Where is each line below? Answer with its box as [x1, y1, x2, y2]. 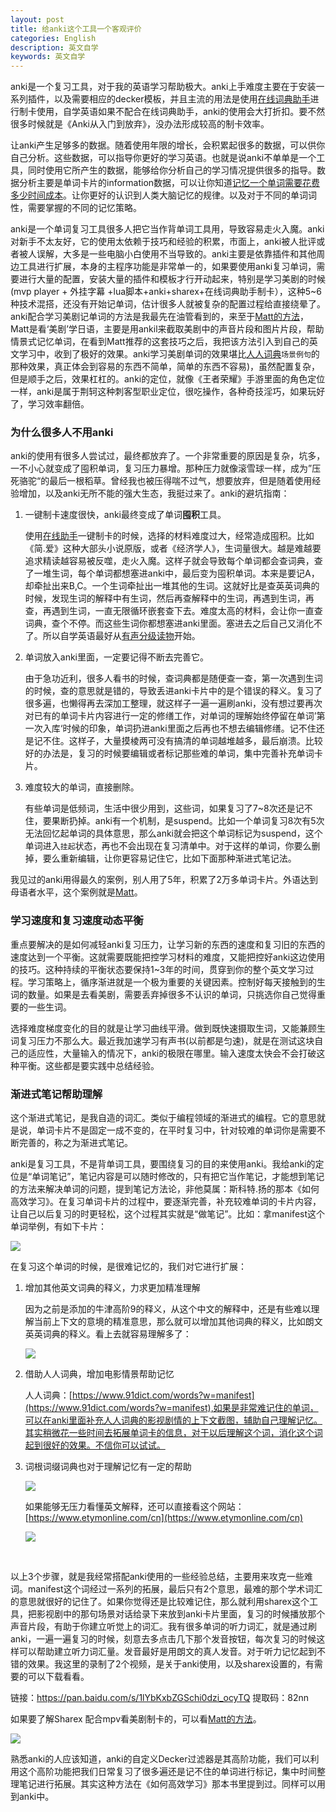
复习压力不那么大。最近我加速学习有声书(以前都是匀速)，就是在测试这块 [18, 1034, 315, 1046]
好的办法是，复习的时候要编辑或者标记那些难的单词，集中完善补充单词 [24, 747, 315, 760]
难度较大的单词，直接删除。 [24, 781, 140, 793]
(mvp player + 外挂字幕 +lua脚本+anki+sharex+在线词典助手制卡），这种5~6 [10, 286, 323, 298]
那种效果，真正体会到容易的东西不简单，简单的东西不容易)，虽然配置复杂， [10, 361, 321, 373]
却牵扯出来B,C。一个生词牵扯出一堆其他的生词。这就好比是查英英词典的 [24, 580, 320, 592]
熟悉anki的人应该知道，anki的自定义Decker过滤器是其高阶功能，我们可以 [10, 1753, 311, 1765]
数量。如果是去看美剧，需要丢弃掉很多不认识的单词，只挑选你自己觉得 [27, 988, 317, 1000]
